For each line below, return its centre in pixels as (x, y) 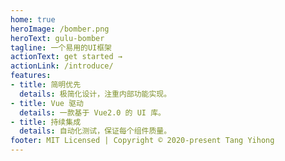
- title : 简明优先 (46, 85)
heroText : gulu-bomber (57, 38)
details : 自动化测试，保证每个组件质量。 (95, 131)
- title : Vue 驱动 (47, 103)
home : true (33, 19)
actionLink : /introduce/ (62, 66)
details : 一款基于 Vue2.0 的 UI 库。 (92, 112)
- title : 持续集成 (46, 122)
